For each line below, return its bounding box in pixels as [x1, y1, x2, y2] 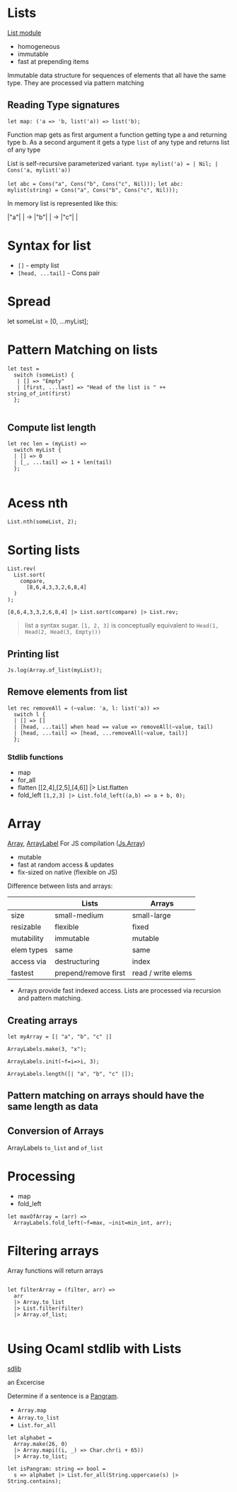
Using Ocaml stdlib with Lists [7, 1341, 182, 1357]
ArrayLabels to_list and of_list [7, 1144, 104, 1152]
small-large [132, 911, 171, 920]
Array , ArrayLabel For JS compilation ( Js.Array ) [7, 839, 146, 848]
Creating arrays [7, 1014, 78, 1026]
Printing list [7, 647, 59, 660]
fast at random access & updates [17, 860, 115, 869]
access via [11, 957, 47, 967]
